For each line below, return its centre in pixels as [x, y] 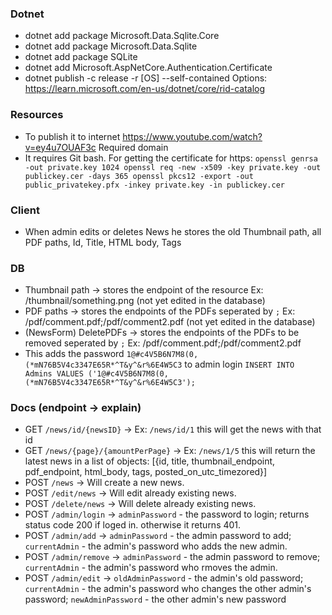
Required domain [133, 147]
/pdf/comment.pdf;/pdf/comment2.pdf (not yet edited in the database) [170, 322]
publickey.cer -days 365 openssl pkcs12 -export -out [139, 176]
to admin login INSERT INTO [239, 364]
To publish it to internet [72, 136]
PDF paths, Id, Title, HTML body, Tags [103, 242]
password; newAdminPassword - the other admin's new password [155, 599]
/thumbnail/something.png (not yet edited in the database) [145, 301]
